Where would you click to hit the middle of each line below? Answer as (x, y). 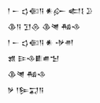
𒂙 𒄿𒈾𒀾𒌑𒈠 (33, 58)
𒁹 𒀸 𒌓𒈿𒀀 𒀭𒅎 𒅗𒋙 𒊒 (50, 11)
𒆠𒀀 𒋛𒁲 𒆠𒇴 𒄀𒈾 (44, 27)
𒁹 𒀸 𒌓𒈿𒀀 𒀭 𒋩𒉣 (41, 42)
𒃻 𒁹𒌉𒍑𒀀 (26, 90)
